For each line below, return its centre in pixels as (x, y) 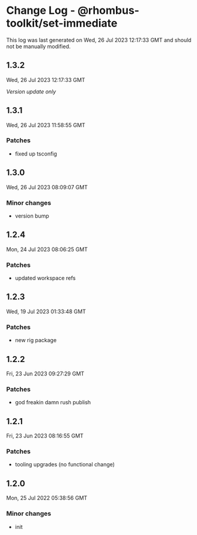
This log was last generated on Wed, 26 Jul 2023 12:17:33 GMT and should (99, 40)
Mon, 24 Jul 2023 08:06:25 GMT (47, 249)
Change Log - (41, 11)
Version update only (31, 92)
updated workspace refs (45, 278)
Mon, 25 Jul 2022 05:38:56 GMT (47, 498)
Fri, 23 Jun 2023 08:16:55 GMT (45, 436)
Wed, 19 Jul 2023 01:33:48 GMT (46, 311)
